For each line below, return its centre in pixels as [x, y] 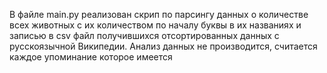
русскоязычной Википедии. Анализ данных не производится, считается [163, 46]
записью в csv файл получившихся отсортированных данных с [144, 35]
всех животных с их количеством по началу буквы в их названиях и [155, 25]
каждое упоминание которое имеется [91, 57]
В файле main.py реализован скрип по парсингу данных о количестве [159, 14]
